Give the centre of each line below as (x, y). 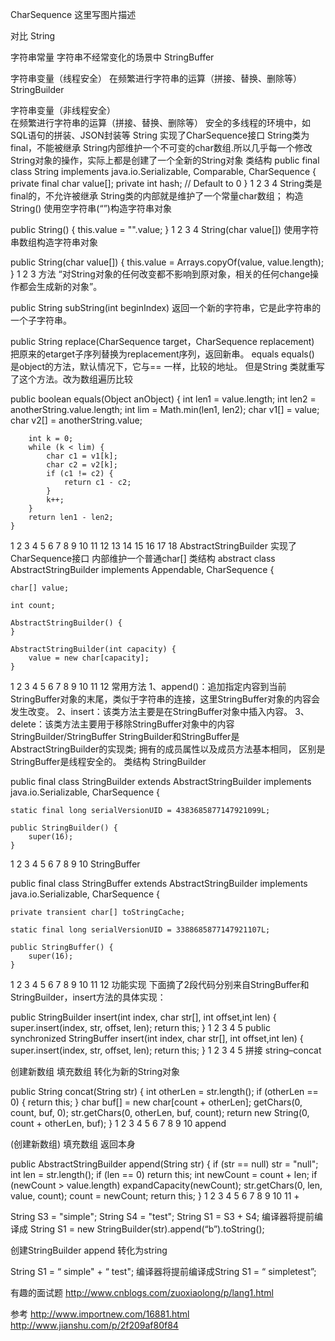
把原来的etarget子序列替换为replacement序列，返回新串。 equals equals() (162, 354)
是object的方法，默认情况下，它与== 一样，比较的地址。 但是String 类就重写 (167, 366)
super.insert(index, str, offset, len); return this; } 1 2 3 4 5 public (140, 1027)
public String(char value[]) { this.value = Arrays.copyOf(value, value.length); (167, 262)
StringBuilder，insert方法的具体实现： (88, 997)
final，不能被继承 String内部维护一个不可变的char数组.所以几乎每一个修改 (161, 147)
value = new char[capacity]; (89, 658)
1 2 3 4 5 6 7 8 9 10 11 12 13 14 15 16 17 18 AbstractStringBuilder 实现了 (153, 546)
